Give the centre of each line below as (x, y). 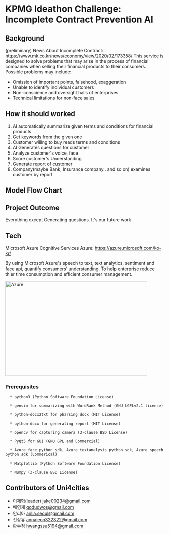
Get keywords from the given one (47, 137)
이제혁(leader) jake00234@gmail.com (51, 501)
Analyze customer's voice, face (45, 153)
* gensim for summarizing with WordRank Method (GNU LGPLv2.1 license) (87, 406)
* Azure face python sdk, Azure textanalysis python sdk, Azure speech (87, 450)
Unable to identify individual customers (53, 87)
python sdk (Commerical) (31, 455)
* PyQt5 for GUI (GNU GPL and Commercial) (55, 441)
